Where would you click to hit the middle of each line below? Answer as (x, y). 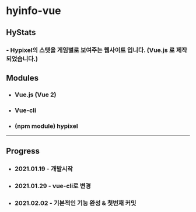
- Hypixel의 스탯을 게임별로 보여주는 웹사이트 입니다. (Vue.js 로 (90, 50)
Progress (23, 151)
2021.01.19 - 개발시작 (43, 169)
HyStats (21, 32)
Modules (22, 78)
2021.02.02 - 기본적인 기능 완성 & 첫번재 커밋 (75, 203)
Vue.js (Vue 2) (35, 95)
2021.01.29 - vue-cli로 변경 (53, 186)
